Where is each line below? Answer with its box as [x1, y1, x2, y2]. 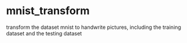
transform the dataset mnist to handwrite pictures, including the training [6, 24, 182, 31]
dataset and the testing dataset [6, 29, 82, 37]
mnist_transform [6, 4, 90, 18]
